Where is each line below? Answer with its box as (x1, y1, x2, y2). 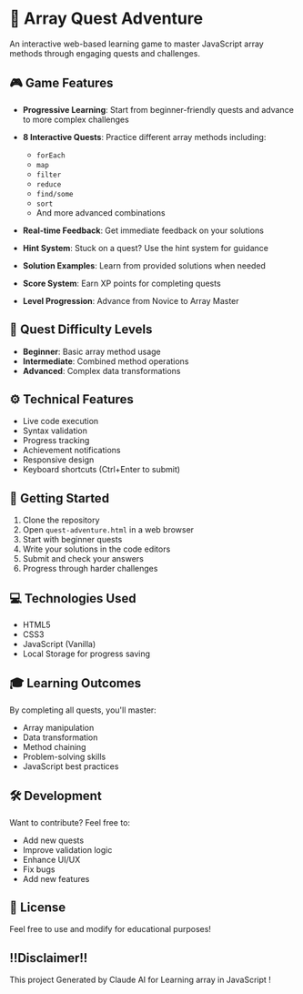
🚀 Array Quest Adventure (9, 8, 203, 29)
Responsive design (22, 454, 95, 465)
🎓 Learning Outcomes (9, 675, 142, 691)
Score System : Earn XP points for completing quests (22, 278, 221, 289)
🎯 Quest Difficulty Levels (9, 322, 153, 338)
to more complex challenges (22, 114, 129, 125)
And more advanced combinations (35, 207, 166, 218)
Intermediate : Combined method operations (22, 355, 189, 367)
